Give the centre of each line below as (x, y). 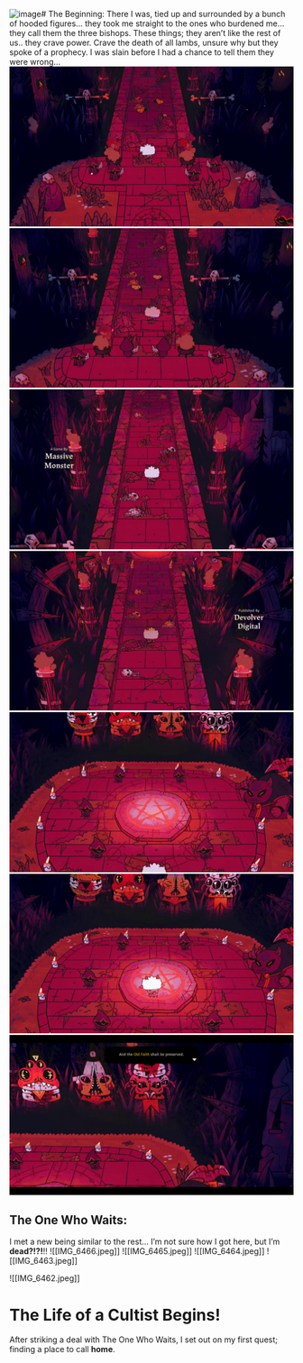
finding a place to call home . (62, 1349)
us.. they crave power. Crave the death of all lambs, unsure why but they (144, 42)
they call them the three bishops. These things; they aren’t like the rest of (145, 33)
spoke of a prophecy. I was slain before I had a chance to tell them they (142, 52)
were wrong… (35, 62)
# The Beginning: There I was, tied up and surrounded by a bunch (163, 14)
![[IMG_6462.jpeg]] (45, 1278)
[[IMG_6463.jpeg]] (44, 1261)
